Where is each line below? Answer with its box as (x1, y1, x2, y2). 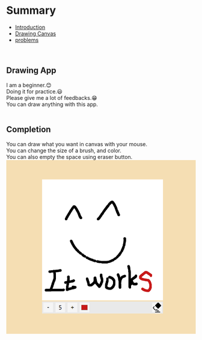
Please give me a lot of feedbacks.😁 (6, 94, 97, 101)
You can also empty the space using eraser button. (6, 153, 133, 160)
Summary (6, 4, 56, 17)
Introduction (14, 23, 46, 31)
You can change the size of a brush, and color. (6, 147, 122, 154)
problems (14, 36, 39, 43)
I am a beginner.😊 (6, 81, 52, 88)
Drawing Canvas (14, 29, 56, 37)
